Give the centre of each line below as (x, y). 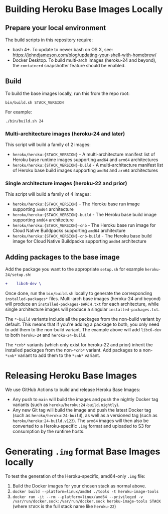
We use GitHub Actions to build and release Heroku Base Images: (73, 390)
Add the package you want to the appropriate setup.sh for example (75, 269)
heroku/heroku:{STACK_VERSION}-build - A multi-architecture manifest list (88, 165)
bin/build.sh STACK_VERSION (35, 102)
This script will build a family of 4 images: (48, 194)
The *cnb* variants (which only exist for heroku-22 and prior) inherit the (79, 345)
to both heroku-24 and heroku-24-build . (46, 335)
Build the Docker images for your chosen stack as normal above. (79, 486)
